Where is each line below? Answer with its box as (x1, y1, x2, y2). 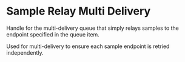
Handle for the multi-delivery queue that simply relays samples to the (6, 24, 179, 32)
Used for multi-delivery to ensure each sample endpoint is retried (6, 43, 170, 50)
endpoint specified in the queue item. (6, 30, 100, 38)
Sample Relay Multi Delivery (6, 4, 150, 18)
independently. (6, 49, 44, 56)
